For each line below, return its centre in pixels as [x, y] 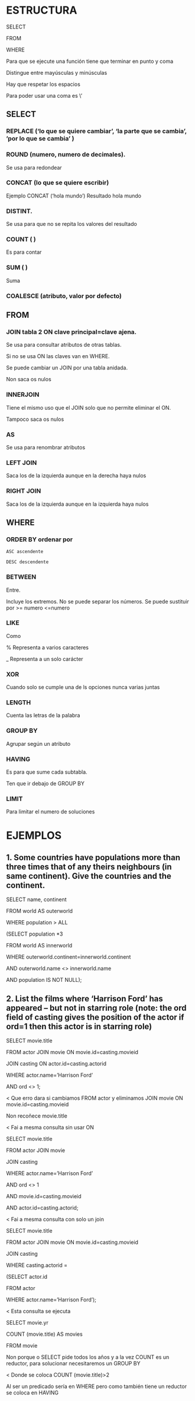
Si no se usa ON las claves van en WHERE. [58, 356]
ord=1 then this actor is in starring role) [79, 1026]
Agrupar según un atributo [38, 743]
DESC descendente [27, 562]
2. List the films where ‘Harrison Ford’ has [85, 999]
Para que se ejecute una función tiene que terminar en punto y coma [90, 61]
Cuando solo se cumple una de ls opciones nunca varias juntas [83, 687]
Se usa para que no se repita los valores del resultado [71, 224]
